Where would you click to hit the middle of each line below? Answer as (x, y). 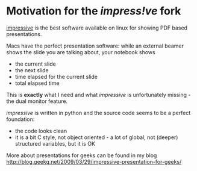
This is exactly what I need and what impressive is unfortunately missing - (98, 95)
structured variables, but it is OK (55, 143)
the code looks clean (41, 131)
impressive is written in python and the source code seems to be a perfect (98, 113)
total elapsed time (37, 83)
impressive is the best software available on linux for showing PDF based (97, 28)
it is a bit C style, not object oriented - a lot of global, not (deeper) (96, 137)
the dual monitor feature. (37, 101)
